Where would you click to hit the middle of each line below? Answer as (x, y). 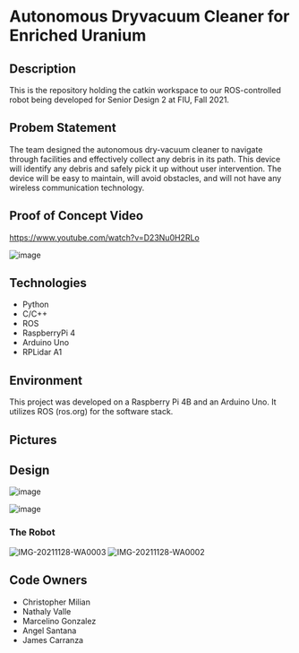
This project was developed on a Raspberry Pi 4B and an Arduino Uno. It (143, 402)
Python (35, 305)
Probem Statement (63, 128)
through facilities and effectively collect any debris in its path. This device (145, 159)
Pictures (33, 440)
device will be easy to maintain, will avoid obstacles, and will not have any (145, 178)
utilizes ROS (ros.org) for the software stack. (91, 412)
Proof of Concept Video (77, 216)
